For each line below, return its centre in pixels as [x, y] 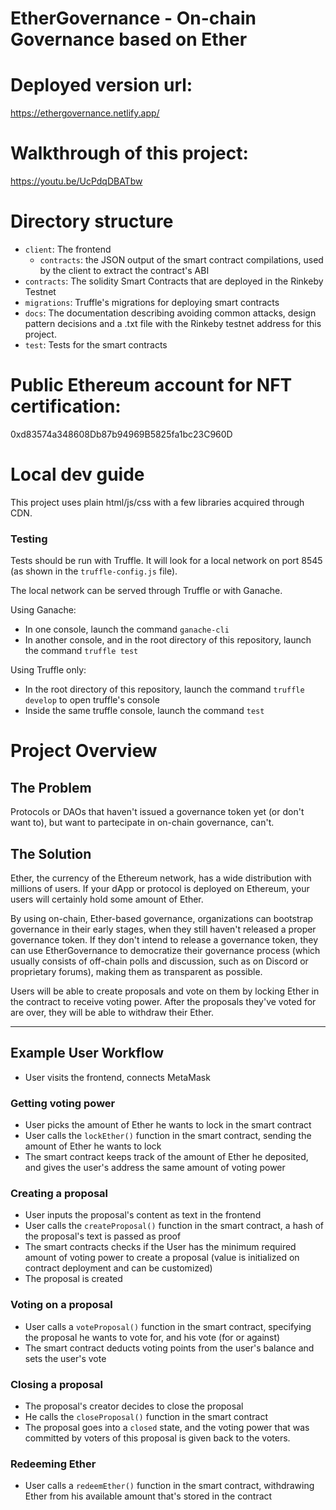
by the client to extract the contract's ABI [124, 270]
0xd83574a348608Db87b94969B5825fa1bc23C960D [121, 434]
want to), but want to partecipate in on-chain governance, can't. [142, 823]
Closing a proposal [56, 1384]
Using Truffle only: [48, 670]
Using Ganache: [43, 610]
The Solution [51, 853]
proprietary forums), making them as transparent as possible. [136, 971]
